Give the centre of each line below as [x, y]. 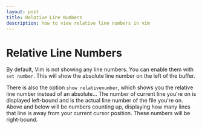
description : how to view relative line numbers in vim [78, 23]
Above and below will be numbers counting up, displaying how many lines [98, 107]
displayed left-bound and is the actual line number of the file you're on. [95, 101]
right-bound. [22, 120]
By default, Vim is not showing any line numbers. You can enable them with [100, 69]
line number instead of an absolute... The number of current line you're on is [101, 94]
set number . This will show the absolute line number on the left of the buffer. [101, 76]
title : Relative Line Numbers [44, 17]
